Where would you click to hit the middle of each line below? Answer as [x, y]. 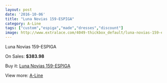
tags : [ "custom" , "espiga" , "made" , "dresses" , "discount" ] [64, 28]
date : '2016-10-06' [25, 14]
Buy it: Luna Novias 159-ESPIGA [38, 66]
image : [12, 33]
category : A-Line [23, 23]
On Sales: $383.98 [25, 56]
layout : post [19, 10]
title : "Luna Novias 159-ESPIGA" [40, 19]
